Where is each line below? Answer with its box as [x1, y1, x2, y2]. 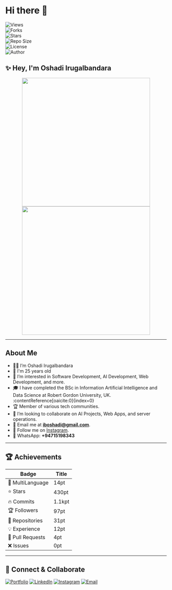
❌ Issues [8, 542, 29, 549]
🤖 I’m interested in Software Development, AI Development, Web [12, 373, 149, 379]
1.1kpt [53, 498, 70, 505]
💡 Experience [8, 525, 40, 532]
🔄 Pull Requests [8, 534, 46, 541]
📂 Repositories [8, 517, 43, 524]
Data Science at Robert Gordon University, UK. [12, 392, 112, 398]
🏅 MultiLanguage [8, 479, 49, 486]
